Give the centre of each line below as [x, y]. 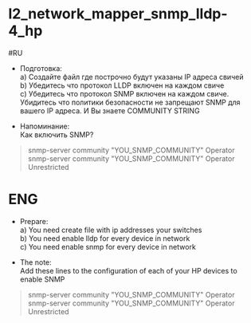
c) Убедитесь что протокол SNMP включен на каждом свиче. [124, 93]
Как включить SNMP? [57, 134]
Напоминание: [45, 126]
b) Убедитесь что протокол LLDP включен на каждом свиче [122, 85]
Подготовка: [41, 68]
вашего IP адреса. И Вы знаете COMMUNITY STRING [110, 110]
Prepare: [34, 221]
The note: [35, 262]
